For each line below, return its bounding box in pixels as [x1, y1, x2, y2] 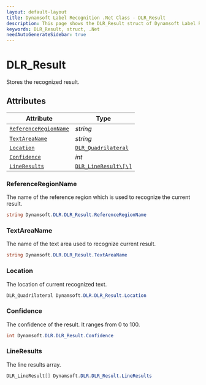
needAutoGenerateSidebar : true [6, 32, 86, 38]
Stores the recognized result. [6, 78, 80, 86]
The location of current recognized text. [6, 280, 107, 288]
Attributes [6, 96, 46, 107]
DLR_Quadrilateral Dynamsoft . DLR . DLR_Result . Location [6, 292, 147, 299]
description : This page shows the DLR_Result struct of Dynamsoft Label [6, 20, 196, 26]
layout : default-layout [6, 9, 67, 15]
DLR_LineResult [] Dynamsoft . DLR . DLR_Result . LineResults [6, 373, 152, 379]
